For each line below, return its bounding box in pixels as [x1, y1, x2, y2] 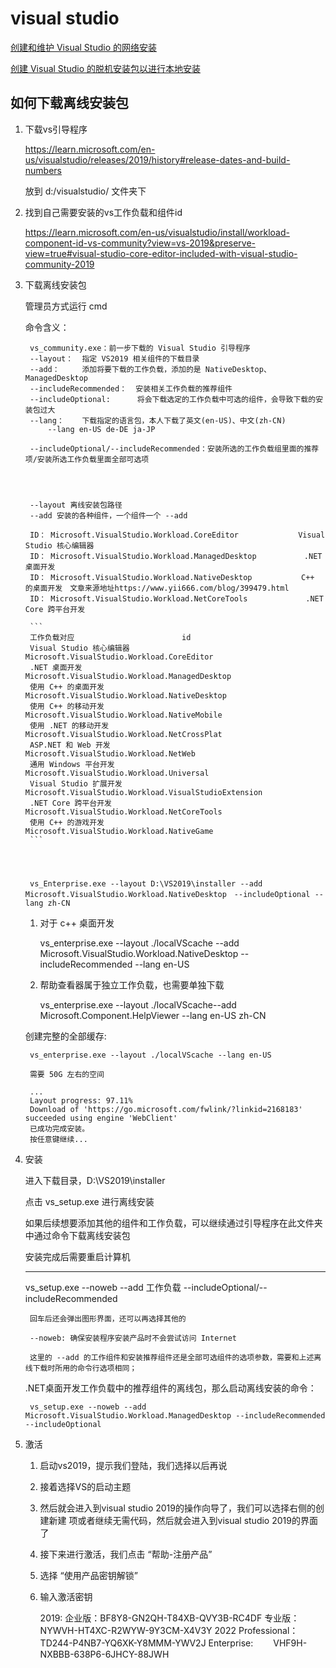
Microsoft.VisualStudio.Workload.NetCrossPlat [24, 729, 223, 739]
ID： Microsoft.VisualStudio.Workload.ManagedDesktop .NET [29, 551, 323, 561]
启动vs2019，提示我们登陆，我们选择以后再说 [39, 1459, 228, 1471]
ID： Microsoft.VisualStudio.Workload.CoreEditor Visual [29, 530, 326, 540]
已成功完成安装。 [29, 1123, 90, 1134]
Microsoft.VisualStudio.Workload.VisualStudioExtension [24, 787, 263, 797]
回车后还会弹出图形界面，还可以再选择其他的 [29, 1313, 187, 1324]
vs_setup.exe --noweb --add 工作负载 [24, 1281, 182, 1293]
